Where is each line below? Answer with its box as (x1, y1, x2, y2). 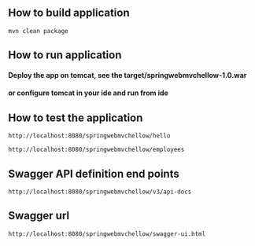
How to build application (8, 6, 130, 20)
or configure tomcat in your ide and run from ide (8, 88, 169, 97)
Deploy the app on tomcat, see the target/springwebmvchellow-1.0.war (8, 70, 247, 79)
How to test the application (8, 111, 143, 124)
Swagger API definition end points (8, 167, 179, 180)
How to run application (8, 49, 122, 62)
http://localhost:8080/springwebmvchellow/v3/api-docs (8, 188, 192, 196)
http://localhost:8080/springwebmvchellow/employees (8, 145, 185, 154)
